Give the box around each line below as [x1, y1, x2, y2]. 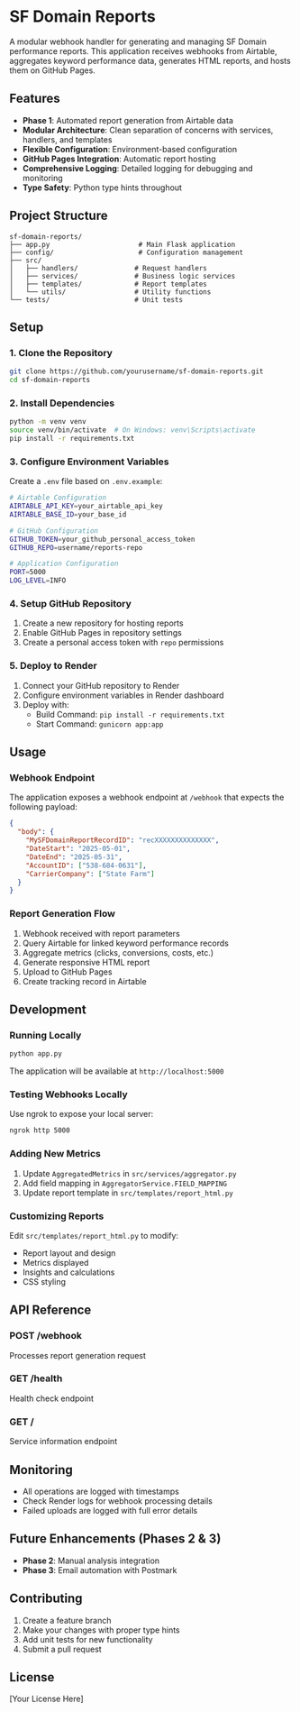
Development [9, 1002, 87, 1017]
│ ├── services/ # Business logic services [9, 271, 236, 280]
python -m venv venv [9, 417, 87, 426]
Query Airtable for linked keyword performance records [22, 938, 230, 948]
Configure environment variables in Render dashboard [22, 690, 224, 700]
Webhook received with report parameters [22, 928, 180, 938]
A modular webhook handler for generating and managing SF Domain [9, 36, 268, 47]
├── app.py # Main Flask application [9, 240, 236, 249]
